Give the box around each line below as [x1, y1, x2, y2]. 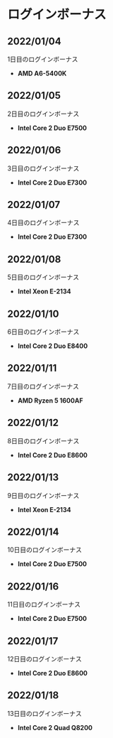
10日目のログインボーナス [7, 546, 83, 554]
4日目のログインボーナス [7, 218, 80, 227]
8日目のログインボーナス [7, 436, 80, 445]
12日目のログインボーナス [7, 654, 83, 663]
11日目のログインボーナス [7, 600, 81, 609]
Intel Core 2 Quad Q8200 [17, 723, 93, 732]
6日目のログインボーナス [7, 327, 80, 336]
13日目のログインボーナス [7, 709, 83, 717]
